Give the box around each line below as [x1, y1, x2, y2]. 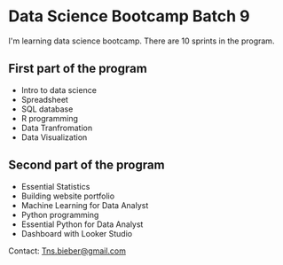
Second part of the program [8, 158, 165, 173]
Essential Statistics [20, 181, 90, 191]
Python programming [20, 209, 99, 220]
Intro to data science [20, 84, 97, 95]
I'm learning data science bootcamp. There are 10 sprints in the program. [8, 35, 275, 46]
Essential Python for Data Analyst [20, 219, 144, 230]
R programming [20, 113, 79, 123]
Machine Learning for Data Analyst [20, 199, 149, 210]
